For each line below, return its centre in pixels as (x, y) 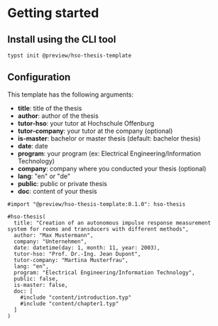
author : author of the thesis (58, 116)
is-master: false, (41, 285)
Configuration (39, 77)
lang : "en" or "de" (44, 176)
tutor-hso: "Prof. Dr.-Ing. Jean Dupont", (77, 254)
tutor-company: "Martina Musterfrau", (71, 260)
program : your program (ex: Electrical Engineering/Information (109, 153)
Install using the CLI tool (62, 39)
